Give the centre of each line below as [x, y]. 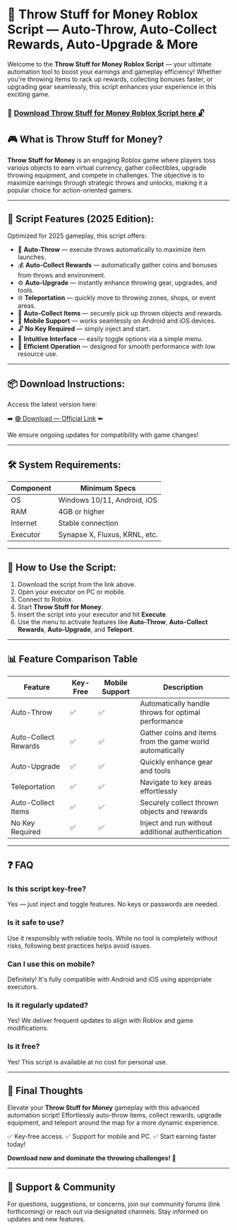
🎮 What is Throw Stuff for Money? [85, 140]
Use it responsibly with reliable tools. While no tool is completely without [113, 938]
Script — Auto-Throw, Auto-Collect [112, 29]
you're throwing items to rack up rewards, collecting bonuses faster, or [110, 79]
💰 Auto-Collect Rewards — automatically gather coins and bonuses [117, 265]
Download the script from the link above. [77, 584]
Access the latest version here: [52, 404]
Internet [24, 523]
